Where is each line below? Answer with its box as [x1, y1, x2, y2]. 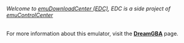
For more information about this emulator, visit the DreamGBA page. [6, 30, 179, 38]
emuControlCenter [6, 11, 53, 18]
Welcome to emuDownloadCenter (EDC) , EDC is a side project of [6, 5, 171, 12]
